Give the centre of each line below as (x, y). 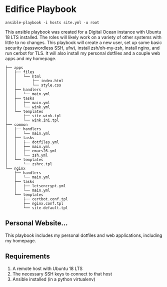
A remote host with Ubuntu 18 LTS (47, 268)
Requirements (27, 256)
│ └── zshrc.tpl (29, 164)
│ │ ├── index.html (34, 81)
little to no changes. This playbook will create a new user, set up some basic (84, 42)
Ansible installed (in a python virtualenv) (54, 279)
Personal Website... (37, 223)
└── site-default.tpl (46, 208)
